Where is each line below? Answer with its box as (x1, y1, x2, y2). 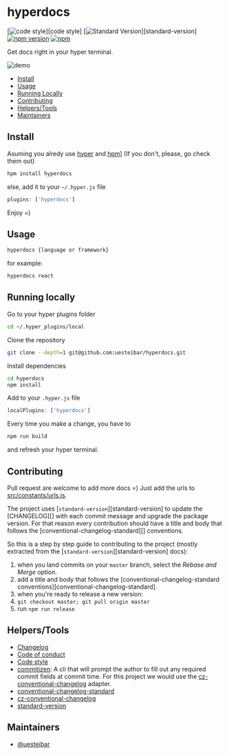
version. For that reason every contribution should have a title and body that (7, 519, 222, 527)
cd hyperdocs (7, 375, 45, 382)
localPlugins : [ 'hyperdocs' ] (7, 407, 91, 414)
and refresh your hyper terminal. (7, 446, 99, 454)
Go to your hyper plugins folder (7, 310, 96, 318)
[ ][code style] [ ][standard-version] (7, 27, 197, 35)
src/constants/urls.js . (7, 491, 67, 499)
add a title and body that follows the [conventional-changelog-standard (17, 575, 220, 583)
